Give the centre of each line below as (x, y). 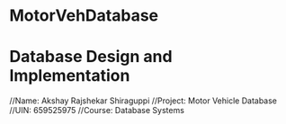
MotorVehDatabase (84, 16)
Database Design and (91, 57)
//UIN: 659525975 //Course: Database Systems (97, 111)
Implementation (70, 76)
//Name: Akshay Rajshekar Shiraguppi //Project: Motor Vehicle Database (143, 101)
